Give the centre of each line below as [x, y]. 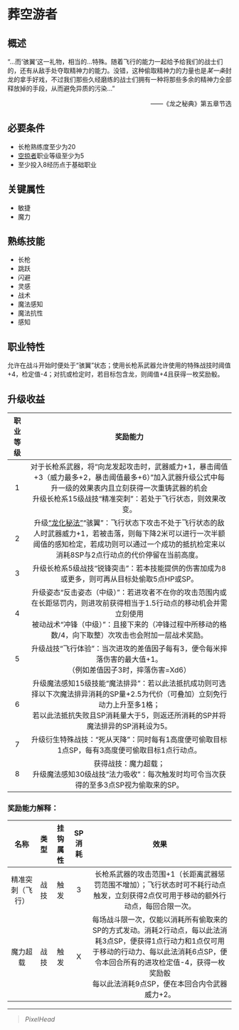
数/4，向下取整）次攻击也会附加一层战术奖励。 [129, 636]
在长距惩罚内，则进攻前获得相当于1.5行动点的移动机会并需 [129, 603]
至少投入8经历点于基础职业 [57, 164]
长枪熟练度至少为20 [47, 146]
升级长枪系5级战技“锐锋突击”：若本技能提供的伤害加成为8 [129, 568]
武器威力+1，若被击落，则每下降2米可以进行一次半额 [136, 534]
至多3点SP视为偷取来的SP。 [136, 785]
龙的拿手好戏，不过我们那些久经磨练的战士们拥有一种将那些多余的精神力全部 [119, 80]
